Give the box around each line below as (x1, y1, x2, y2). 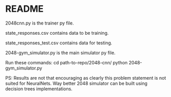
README (5, 3, 44, 15)
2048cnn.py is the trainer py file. (5, 20, 74, 26)
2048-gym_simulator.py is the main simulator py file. (5, 50, 116, 56)
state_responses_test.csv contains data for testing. (5, 39, 112, 46)
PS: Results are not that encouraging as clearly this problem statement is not (5, 75, 166, 81)
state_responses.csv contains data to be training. (5, 30, 109, 36)
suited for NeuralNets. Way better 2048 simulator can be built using (5, 80, 148, 86)
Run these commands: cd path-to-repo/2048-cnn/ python (5, 59, 128, 65)
